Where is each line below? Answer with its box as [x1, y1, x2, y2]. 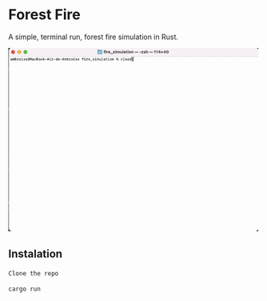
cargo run [8, 285, 42, 293]
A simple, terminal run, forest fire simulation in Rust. [8, 32, 178, 42]
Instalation [8, 247, 62, 260]
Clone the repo [8, 270, 59, 278]
